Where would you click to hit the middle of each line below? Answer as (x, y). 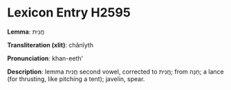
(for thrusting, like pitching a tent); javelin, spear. (76, 79)
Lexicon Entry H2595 (69, 13)
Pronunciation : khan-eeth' (45, 58)
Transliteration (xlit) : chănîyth (50, 45)
